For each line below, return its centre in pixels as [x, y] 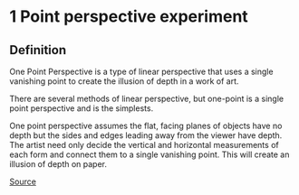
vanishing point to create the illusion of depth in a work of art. [124, 81]
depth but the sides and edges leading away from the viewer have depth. [146, 135]
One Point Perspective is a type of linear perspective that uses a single [141, 71]
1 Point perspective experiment [129, 17]
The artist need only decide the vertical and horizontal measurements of [144, 145]
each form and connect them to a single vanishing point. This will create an [149, 154]
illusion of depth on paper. [58, 164]
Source [23, 181]
